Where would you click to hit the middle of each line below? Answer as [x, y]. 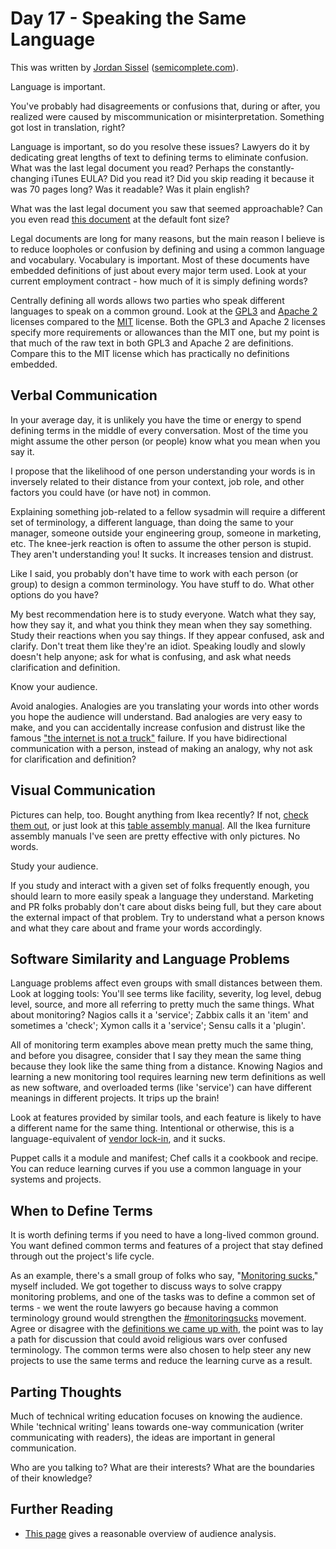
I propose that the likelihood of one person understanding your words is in [163, 471]
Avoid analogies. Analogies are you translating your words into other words [165, 706]
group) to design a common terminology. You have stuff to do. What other [162, 584]
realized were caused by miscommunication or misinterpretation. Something [167, 116]
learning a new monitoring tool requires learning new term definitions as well [168, 1077]
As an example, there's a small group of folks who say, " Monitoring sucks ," [164, 1276]
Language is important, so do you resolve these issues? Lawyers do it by [160, 146]
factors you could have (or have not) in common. [111, 492]
